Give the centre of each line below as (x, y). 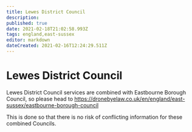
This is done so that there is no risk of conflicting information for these (94, 117)
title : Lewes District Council (46, 12)
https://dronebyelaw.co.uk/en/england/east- (129, 99)
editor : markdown (28, 40)
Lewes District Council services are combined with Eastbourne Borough (96, 92)
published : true (27, 23)
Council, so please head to (40, 99)
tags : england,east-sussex (40, 35)
